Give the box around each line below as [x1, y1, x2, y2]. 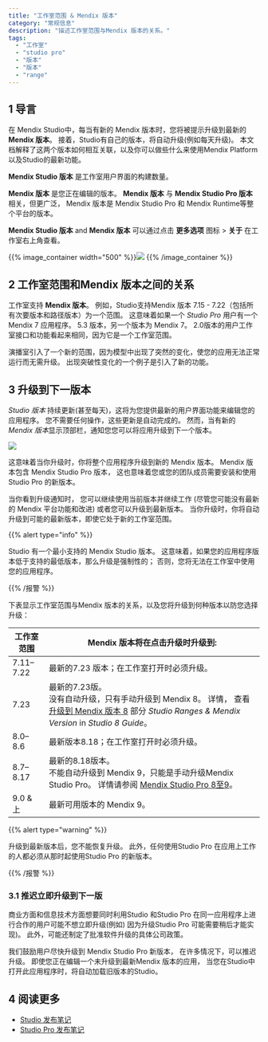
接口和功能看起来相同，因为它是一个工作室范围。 [14, 330, 176, 340]
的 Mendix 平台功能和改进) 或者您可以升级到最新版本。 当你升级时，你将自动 [8, 504, 260, 514]
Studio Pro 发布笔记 [19, 1025, 85, 1035]
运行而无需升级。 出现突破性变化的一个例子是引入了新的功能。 [8, 357, 213, 367]
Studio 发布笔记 [19, 1015, 72, 1024]
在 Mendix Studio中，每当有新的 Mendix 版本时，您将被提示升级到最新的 [8, 125, 247, 135]
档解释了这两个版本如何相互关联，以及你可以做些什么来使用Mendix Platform [8, 145, 258, 155]
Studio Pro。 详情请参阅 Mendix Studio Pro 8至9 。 [49, 779, 238, 790]
